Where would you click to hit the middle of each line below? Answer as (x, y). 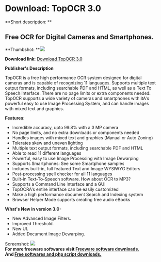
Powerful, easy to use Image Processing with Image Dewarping (75, 158)
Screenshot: (17, 244)
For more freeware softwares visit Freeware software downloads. (72, 249)
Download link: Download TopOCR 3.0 (44, 59)
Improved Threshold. (33, 223)
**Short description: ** (28, 22)
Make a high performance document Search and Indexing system (77, 194)
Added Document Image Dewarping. (48, 234)
